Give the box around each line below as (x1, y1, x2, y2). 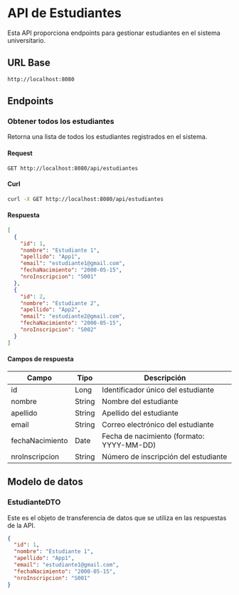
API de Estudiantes (7, 5, 122, 21)
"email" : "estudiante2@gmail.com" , (20, 313, 126, 320)
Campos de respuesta (7, 355, 74, 363)
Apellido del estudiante (102, 408, 179, 418)
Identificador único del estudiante (102, 385, 215, 395)
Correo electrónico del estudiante (102, 419, 215, 429)
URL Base (7, 57, 51, 69)
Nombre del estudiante (102, 396, 179, 406)
